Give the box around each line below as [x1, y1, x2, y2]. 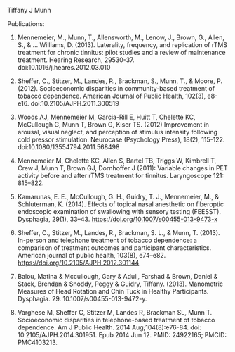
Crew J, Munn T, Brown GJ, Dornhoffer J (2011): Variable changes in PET [17, 164, 228, 172]
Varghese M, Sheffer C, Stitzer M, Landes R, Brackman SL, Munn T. [17, 308, 213, 316]
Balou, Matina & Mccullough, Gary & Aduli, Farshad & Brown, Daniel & [17, 272, 218, 280]
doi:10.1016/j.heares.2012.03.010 [17, 63, 111, 71]
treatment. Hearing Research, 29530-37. [17, 56, 135, 64]
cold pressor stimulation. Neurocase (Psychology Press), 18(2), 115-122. [17, 135, 225, 144]
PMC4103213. [17, 338, 58, 346]
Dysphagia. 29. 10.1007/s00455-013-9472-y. [17, 295, 147, 303]
